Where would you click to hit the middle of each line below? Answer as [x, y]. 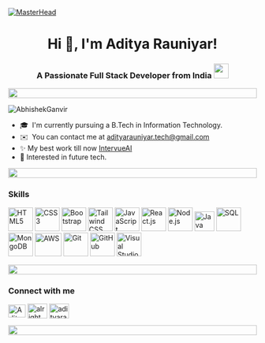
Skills [19, 195]
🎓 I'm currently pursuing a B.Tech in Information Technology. [121, 125]
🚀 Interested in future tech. [63, 157]
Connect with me [41, 290]
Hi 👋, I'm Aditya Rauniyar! [132, 44]
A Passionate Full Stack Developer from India [124, 76]
